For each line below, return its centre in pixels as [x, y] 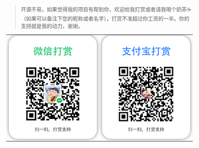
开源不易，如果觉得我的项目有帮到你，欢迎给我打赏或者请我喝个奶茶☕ [106, 9]
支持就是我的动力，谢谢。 [52, 26]
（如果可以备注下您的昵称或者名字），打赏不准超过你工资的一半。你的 [105, 18]
